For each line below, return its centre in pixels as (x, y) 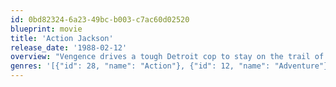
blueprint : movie (46, 29)
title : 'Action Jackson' (62, 38)
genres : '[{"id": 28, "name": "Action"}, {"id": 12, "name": (140, 66)
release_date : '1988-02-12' (69, 47)
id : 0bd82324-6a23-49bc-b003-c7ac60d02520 (100, 19)
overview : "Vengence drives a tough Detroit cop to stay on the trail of (167, 57)
